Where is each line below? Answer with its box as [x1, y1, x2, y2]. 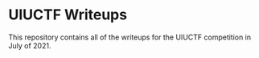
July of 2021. [8, 40, 51, 50]
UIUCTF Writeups [8, 6, 127, 24]
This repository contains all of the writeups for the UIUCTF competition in [8, 32, 252, 42]
